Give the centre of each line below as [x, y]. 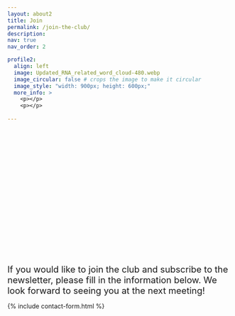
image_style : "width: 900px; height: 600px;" [82, 86]
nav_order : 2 [27, 47]
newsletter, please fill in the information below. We [113, 280]
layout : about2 [30, 14]
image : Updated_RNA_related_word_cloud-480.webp [87, 73]
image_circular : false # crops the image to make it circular [108, 79]
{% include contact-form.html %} [56, 306]
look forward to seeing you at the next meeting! [106, 290]
